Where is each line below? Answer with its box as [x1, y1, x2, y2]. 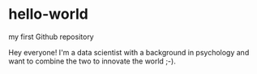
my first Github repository [8, 32, 95, 41]
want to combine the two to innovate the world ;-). [8, 56, 176, 66]
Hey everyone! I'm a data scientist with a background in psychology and [8, 47, 250, 57]
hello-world [8, 5, 89, 24]
